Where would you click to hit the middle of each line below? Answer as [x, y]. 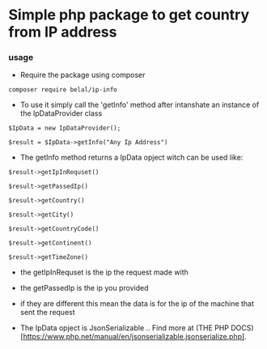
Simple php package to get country [129, 15]
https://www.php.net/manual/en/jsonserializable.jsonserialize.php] [134, 337]
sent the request [47, 313]
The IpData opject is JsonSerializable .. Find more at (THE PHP [124, 328]
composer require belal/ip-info [63, 90]
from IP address [63, 32]
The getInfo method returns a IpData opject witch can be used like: [131, 157]
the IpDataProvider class [61, 113]
